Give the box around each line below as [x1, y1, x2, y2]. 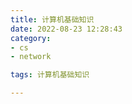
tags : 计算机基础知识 [10, 70, 90, 80]
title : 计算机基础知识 [10, 14, 95, 25]
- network [10, 52, 52, 62]
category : [10, 33, 52, 43]
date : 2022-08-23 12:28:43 [10, 24, 123, 34]
